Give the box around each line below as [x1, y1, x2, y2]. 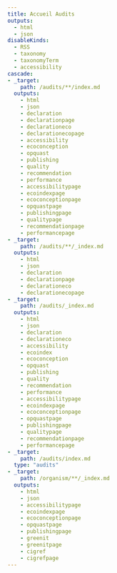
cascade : [7, 70, 34, 77]
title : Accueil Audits [7, 10, 75, 18]
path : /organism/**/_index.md [20, 475, 111, 482]
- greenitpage [20, 541, 62, 548]
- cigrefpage [20, 554, 59, 562]
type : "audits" [14, 462, 59, 469]
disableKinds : [7, 37, 50, 44]
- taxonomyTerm [14, 57, 59, 64]
